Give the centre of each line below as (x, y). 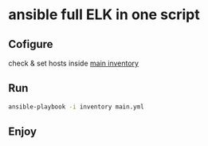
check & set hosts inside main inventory (74, 63)
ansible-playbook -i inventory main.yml (77, 107)
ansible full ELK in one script (104, 15)
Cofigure (31, 44)
